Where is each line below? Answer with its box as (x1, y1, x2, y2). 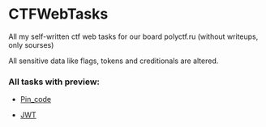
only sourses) (8, 40, 54, 49)
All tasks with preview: (8, 76, 100, 87)
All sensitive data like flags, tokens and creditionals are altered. (8, 56, 219, 66)
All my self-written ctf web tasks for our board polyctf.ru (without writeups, (8, 32, 259, 41)
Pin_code (19, 95, 51, 104)
